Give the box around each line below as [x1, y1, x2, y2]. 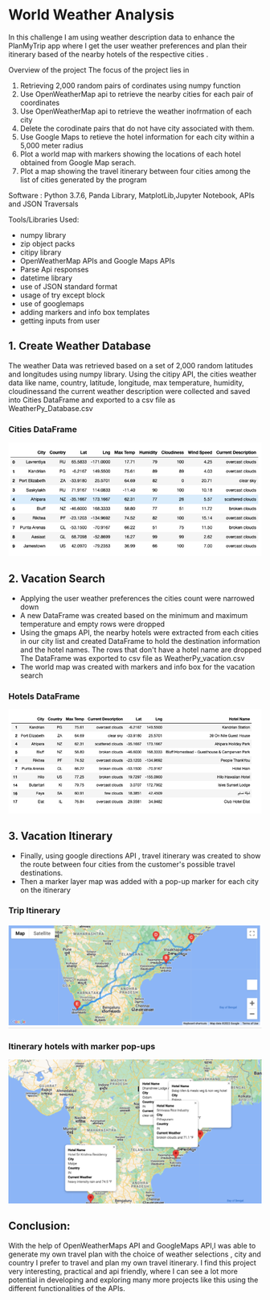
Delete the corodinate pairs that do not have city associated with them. [19, 123, 255, 133]
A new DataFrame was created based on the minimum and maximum [19, 610, 248, 620]
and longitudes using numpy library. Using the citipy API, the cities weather [8, 369, 257, 379]
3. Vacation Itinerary [8, 829, 113, 843]
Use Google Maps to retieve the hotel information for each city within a [19, 131, 255, 142]
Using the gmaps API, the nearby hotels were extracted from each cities [19, 627, 259, 638]
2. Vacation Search [8, 572, 106, 586]
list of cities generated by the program [19, 175, 147, 185]
